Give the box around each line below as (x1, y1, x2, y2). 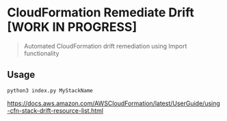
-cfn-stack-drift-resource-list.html (7, 106, 104, 114)
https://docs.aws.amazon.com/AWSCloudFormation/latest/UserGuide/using (7, 99, 221, 107)
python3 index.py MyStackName (7, 87, 94, 94)
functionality (23, 49, 59, 57)
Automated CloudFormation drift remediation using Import (23, 42, 187, 50)
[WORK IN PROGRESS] (7, 19, 137, 35)
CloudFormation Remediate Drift (7, 5, 195, 21)
